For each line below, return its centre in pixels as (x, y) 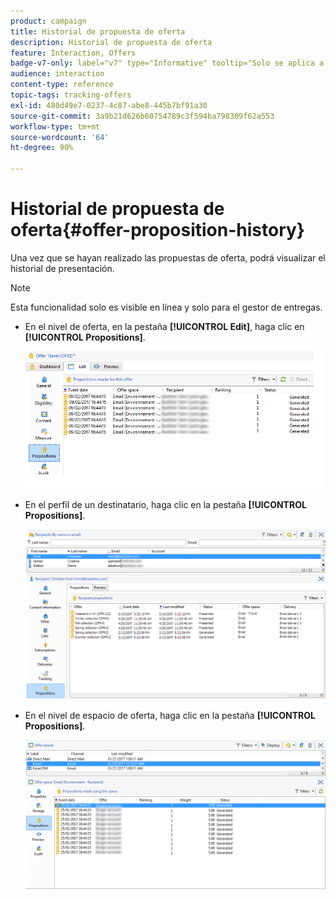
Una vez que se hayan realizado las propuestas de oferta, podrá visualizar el (168, 257)
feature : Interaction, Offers (73, 53)
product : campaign (48, 21)
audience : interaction (57, 74)
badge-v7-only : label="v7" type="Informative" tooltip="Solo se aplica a (167, 63)
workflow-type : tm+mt (55, 126)
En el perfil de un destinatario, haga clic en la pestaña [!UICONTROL (165, 504)
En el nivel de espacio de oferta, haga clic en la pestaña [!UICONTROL (170, 715)
